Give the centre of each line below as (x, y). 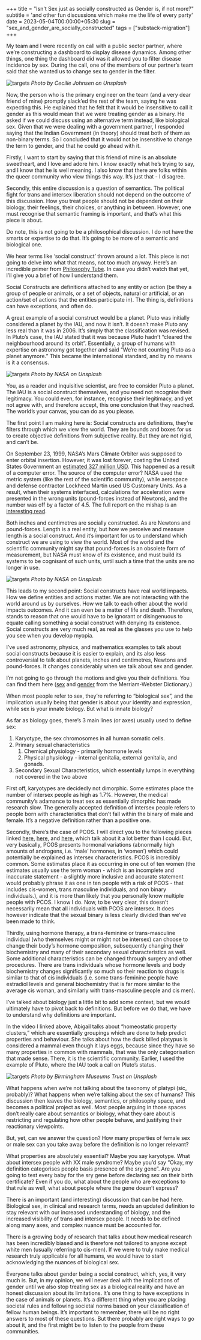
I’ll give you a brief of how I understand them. (62, 275)
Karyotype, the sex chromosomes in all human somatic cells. (90, 738)
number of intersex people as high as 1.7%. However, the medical (87, 795)
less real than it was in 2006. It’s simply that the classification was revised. (98, 330)
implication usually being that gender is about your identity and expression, (99, 702)
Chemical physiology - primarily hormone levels (83, 751)
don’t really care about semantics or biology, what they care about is (91, 1113)
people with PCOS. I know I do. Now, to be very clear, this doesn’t (87, 902)
